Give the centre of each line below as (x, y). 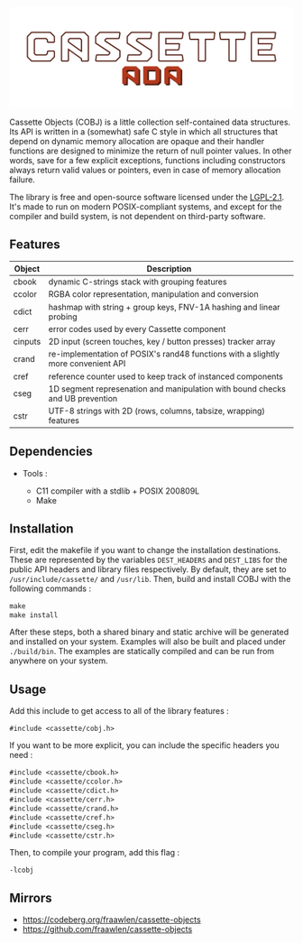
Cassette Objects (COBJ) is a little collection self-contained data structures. (150, 122)
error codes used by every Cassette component (137, 328)
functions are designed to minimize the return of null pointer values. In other (151, 151)
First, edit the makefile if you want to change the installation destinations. (145, 550)
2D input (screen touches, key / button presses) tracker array (162, 342)
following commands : (50, 588)
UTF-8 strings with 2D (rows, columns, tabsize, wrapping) (157, 411)
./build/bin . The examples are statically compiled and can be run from (142, 652)
